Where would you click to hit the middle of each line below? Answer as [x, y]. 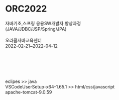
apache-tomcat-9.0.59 [29, 92]
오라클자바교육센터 [23, 40]
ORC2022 [26, 9]
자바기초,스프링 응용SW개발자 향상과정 [43, 23]
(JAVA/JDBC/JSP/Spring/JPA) [36, 29]
